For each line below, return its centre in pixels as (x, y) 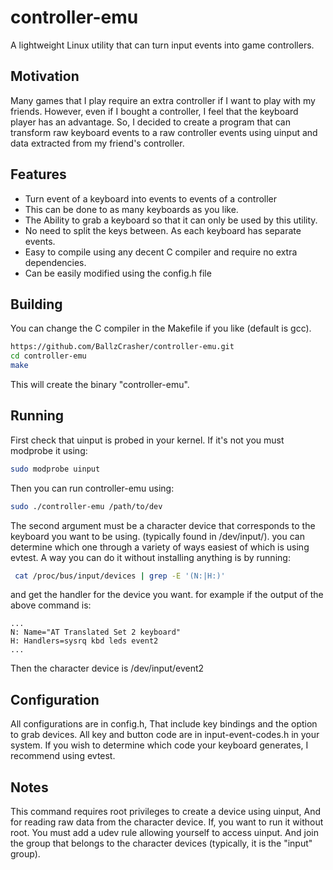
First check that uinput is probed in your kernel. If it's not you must (147, 440)
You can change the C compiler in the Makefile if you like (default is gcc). (161, 328)
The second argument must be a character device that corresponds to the (163, 525)
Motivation (45, 76)
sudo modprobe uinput (55, 469)
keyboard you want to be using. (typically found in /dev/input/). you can (157, 536)
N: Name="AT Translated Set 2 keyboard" (96, 632)
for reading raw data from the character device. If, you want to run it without (167, 822)
